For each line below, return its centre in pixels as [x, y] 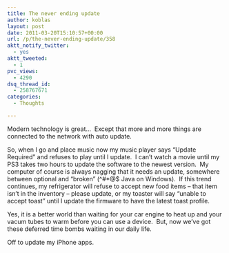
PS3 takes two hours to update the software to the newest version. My [108, 164]
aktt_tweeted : [28, 59]
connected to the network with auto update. [70, 136]
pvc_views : [23, 71]
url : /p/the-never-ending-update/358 [61, 39]
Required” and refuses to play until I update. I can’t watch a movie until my [113, 156]
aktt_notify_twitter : [38, 45]
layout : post [26, 26]
